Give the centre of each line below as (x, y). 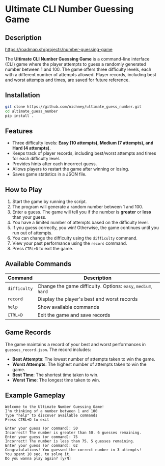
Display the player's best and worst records (88, 299)
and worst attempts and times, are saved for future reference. (68, 80)
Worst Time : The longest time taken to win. (56, 380)
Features (19, 131)
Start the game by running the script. (49, 202)
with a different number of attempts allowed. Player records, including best (81, 74)
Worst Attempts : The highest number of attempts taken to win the (79, 364)
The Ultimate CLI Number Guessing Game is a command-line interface (77, 59)
